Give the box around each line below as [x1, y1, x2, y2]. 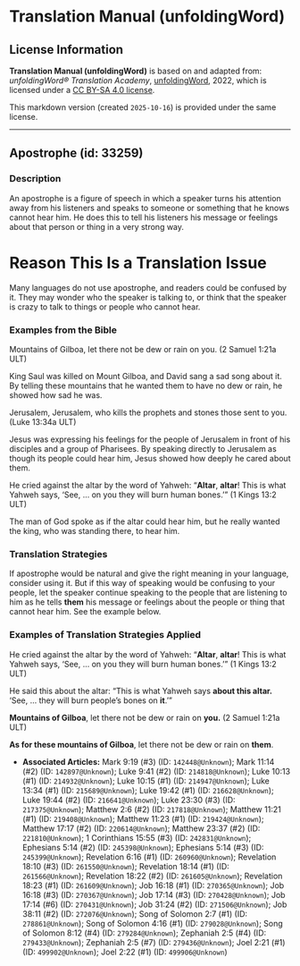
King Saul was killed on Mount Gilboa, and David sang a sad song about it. [9, 370, 283, 381]
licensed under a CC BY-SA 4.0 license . [9, 85, 155, 95]
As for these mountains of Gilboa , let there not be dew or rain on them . [9, 739, 274, 750]
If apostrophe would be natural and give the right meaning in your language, [9, 568, 289, 579]
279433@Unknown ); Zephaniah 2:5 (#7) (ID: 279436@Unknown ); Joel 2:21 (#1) [21, 936, 286, 947]
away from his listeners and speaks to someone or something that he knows [9, 202, 290, 213]
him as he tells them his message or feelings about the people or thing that [9, 597, 286, 607]
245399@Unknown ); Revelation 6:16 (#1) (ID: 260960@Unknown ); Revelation [21, 852, 277, 862]
